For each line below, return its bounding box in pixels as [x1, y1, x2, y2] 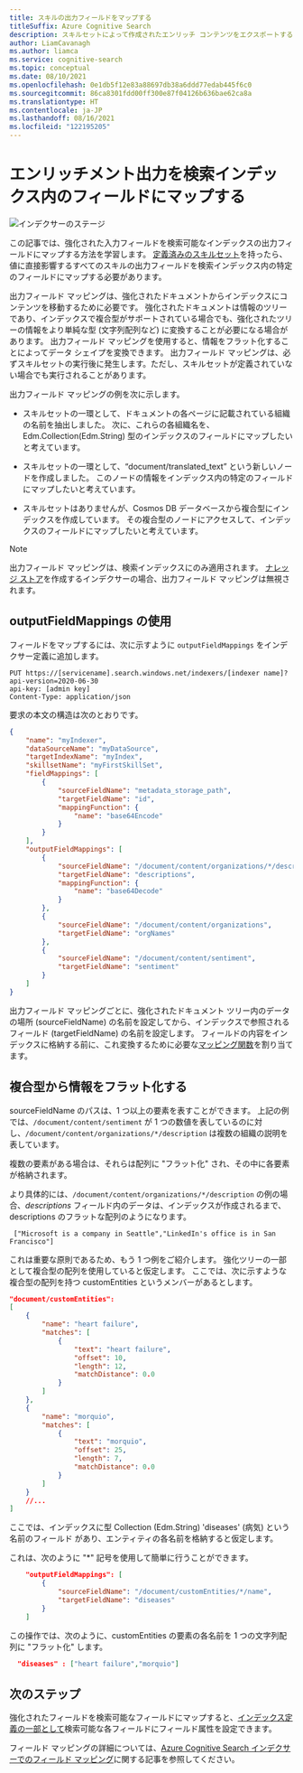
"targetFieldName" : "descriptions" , [57, 870, 196, 879]
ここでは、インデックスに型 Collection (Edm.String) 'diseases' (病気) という [9, 1522, 290, 1533]
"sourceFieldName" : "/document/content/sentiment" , [57, 954, 256, 963]
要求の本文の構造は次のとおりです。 [9, 709, 143, 720]
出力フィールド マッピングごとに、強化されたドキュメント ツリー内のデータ [9, 1004, 290, 1016]
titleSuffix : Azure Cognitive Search [9, 22, 151, 31]
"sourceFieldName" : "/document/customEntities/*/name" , [57, 1587, 272, 1597]
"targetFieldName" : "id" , [57, 794, 155, 804]
